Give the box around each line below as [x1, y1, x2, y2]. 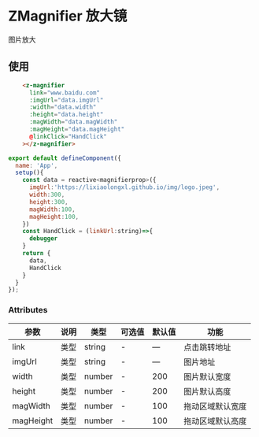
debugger [28, 235, 58, 243]
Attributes [8, 305, 48, 316]
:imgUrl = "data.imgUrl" [28, 96, 104, 104]
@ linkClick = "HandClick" [28, 132, 108, 140]
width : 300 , [28, 191, 65, 198]
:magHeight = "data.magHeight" [28, 125, 125, 133]
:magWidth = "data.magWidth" [28, 118, 118, 126]
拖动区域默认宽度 [183, 401, 247, 412]
